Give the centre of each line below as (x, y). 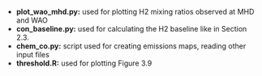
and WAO (32, 20)
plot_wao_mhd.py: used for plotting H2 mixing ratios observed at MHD (135, 12)
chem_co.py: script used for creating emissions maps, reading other (131, 46)
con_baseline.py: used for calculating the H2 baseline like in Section (131, 29)
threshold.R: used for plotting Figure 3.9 (84, 63)
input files (33, 55)
